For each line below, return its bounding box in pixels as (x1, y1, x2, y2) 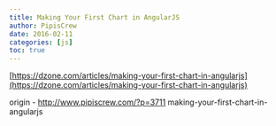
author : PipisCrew (9, 21, 77, 30)
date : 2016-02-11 (9, 29, 73, 38)
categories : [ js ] (9, 37, 73, 47)
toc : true (9, 46, 46, 55)
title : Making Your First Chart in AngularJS (9, 12, 180, 22)
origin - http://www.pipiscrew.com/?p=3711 (9, 97, 166, 107)
